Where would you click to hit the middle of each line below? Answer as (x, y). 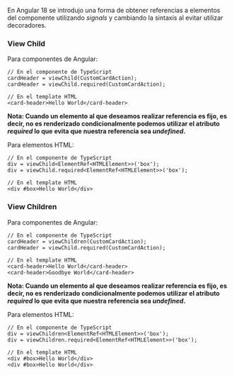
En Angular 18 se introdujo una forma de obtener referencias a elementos (114, 10)
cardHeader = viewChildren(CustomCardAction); (77, 241)
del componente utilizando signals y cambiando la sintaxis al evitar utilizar (115, 18)
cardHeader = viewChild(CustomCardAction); (72, 78)
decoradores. (27, 25)
